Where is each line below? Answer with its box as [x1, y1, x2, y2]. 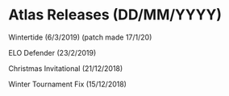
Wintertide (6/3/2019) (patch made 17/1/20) [8, 32, 152, 42]
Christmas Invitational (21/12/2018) [8, 63, 123, 73]
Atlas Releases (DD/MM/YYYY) [8, 6, 223, 24]
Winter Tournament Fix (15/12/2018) [8, 79, 127, 89]
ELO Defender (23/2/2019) [8, 48, 97, 57]
